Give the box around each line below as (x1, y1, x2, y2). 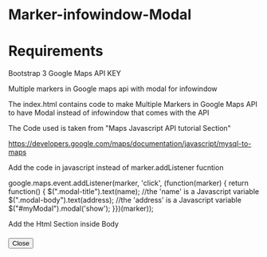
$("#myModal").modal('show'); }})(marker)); (8, 204, 154, 213)
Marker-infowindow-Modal (8, 6, 192, 24)
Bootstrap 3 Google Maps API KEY (8, 69, 121, 78)
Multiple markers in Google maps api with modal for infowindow (8, 84, 218, 93)
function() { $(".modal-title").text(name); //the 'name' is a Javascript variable (8, 187, 260, 196)
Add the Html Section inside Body (8, 219, 120, 229)
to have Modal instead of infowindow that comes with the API (8, 108, 210, 117)
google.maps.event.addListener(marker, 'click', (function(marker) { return (8, 178, 249, 188)
